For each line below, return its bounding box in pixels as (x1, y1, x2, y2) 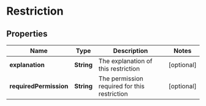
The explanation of (98, 57, 153, 65)
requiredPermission (9, 82, 69, 90)
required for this (98, 82, 145, 90)
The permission (98, 74, 143, 83)
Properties (6, 29, 48, 39)
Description (113, 47, 148, 55)
